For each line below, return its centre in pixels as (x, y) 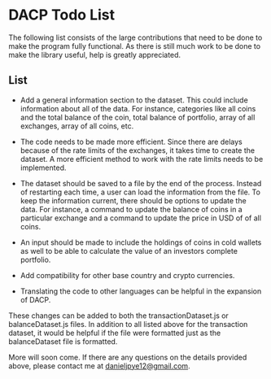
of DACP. (35, 299)
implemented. (43, 168)
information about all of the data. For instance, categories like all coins (138, 108)
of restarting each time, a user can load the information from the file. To (140, 192)
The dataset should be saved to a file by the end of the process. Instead (141, 183)
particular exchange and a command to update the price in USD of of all (141, 218)
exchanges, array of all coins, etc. (77, 126)
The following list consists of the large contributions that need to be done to (135, 37)
